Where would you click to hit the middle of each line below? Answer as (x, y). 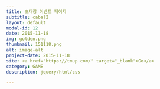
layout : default (26, 22)
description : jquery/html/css (43, 72)
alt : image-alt (25, 50)
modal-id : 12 (22, 28)
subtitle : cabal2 (27, 17)
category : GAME (25, 66)
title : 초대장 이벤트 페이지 (36, 11)
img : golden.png (26, 39)
